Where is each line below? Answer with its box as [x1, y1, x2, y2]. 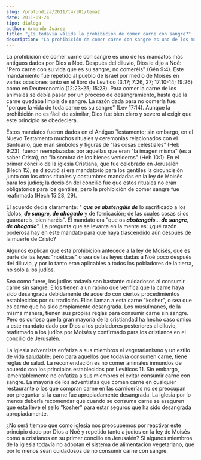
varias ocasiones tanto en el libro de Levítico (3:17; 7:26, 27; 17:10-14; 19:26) [6, 78, 193, 86]
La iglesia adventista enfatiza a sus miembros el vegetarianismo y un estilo [6, 347, 190, 353]
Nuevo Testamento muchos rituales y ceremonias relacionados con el [6, 135, 178, 141]
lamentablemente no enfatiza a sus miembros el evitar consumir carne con [6, 372, 190, 379]
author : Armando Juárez [6, 25, 66, 32]
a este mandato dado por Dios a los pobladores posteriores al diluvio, [6, 322, 178, 329]
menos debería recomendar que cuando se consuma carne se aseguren [6, 398, 184, 404]
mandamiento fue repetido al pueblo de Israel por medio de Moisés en [6, 72, 179, 79]
